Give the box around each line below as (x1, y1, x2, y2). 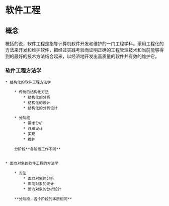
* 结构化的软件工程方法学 (5, 80, 51, 85)
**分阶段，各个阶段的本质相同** (14, 196, 72, 202)
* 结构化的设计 (23, 100, 50, 106)
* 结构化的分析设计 (23, 106, 58, 111)
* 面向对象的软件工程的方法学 (5, 161, 59, 166)
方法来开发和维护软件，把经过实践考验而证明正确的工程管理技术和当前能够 (5, 47, 159, 53)
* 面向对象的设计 (23, 181, 54, 187)
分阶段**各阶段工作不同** (14, 147, 61, 152)
